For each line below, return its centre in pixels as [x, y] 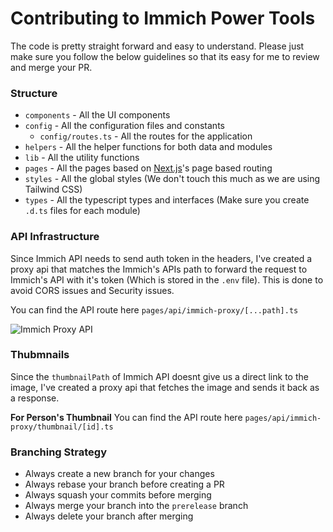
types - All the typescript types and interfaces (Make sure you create [167, 200]
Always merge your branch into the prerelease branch [136, 506]
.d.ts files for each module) [82, 211]
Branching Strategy [58, 452]
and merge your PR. [51, 67]
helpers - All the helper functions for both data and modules [148, 147]
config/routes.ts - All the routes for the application [146, 136]
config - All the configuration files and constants [124, 126]
